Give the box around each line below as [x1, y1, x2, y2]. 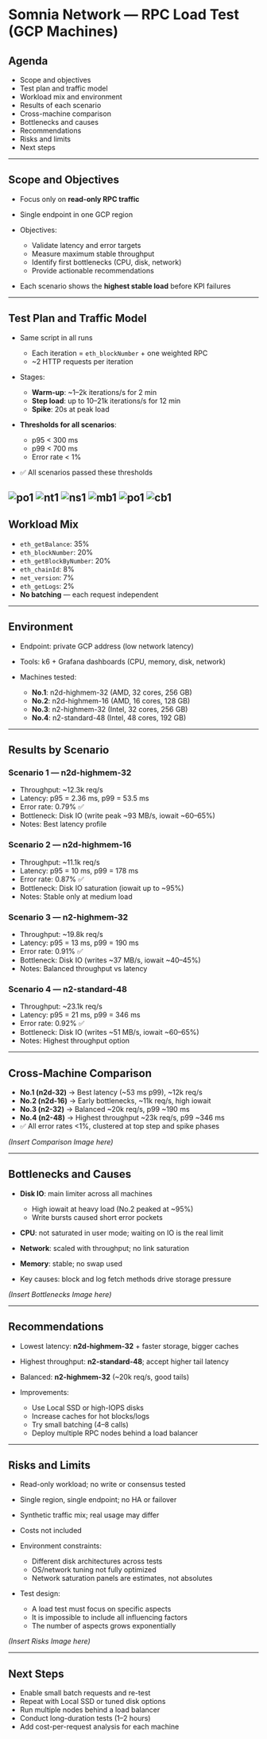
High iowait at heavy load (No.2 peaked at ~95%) [31, 1204, 194, 1214]
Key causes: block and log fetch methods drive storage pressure [19, 1274, 232, 1284]
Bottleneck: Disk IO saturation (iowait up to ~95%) [19, 883, 184, 893]
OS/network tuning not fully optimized [31, 1565, 157, 1574]
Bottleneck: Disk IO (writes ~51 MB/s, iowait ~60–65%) [19, 1028, 200, 1037]
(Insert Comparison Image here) [8, 1137, 114, 1147]
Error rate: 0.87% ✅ [19, 874, 85, 884]
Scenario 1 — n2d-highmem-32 [8, 767, 132, 778]
